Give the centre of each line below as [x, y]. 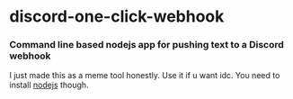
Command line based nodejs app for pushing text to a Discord [147, 45]
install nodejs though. [49, 85]
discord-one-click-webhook [117, 17]
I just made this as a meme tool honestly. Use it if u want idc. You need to [145, 76]
